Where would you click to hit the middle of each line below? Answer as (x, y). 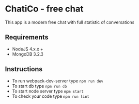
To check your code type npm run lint (51, 96)
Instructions (24, 69)
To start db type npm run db (39, 86)
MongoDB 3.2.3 (28, 54)
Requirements (27, 37)
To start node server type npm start (48, 91)
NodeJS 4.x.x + (28, 49)
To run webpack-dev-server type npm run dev (58, 81)
